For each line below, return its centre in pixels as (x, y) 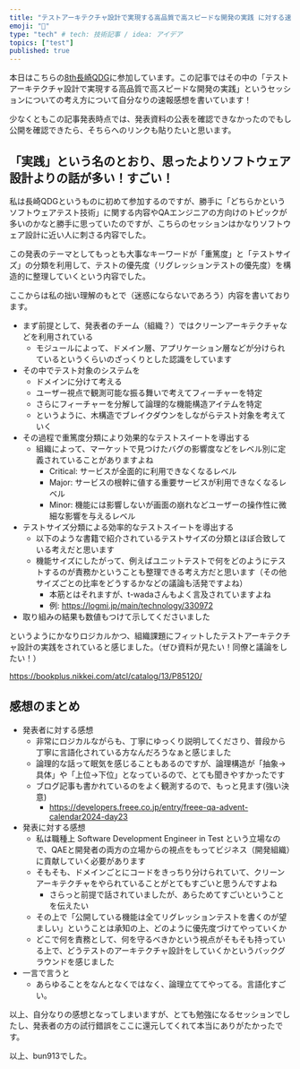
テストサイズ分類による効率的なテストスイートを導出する (128, 527)
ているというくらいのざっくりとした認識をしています (134, 358)
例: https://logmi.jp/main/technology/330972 (131, 605)
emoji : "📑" (30, 26)
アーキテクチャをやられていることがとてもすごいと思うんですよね (156, 883)
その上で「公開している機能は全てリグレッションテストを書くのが (157, 917)
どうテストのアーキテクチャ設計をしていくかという (161, 950)
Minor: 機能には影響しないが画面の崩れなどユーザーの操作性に (164, 504)
